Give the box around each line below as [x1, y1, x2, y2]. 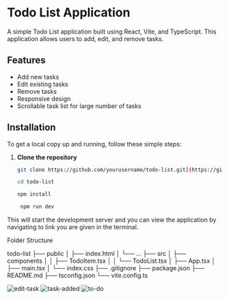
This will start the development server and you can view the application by [7, 216, 217, 224]
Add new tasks [16, 73, 59, 81]
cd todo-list [16, 179, 55, 185]
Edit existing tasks [16, 80, 68, 88]
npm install [16, 191, 51, 198]
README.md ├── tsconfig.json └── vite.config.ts [7, 272, 148, 280]
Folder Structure [7, 236, 53, 244]
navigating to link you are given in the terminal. [7, 223, 139, 231]
